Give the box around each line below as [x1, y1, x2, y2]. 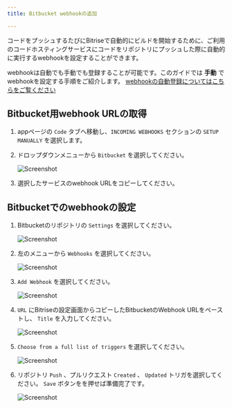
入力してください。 [60, 314, 116, 323]
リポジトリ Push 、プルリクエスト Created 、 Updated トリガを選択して [17, 371, 217, 379]
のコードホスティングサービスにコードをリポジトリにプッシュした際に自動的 [7, 44, 226, 53]
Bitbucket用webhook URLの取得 [7, 108, 148, 120]
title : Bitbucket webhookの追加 [7, 10, 98, 17]
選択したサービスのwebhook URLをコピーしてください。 [17, 179, 179, 187]
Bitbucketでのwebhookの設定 [7, 201, 136, 213]
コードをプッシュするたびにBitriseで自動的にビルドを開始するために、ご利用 [7, 36, 226, 44]
